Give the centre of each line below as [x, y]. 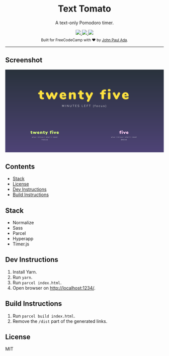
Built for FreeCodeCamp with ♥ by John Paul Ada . [84, 40]
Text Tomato [84, 9]
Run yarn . [22, 277]
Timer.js [21, 244]
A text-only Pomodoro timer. [84, 23]
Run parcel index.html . [37, 283]
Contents [20, 166]
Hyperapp [23, 238]
